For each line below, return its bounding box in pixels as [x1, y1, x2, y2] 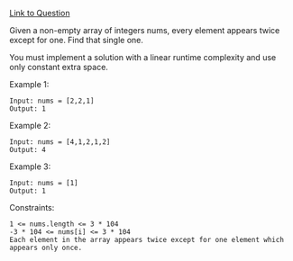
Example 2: [9, 121, 51, 130]
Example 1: [9, 79, 50, 89]
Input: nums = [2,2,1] [9, 96, 95, 105]
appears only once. [9, 243, 83, 252]
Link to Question [9, 8, 70, 18]
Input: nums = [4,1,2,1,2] [9, 138, 111, 147]
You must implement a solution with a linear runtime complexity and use [9, 52, 277, 62]
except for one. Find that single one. [9, 35, 144, 45]
